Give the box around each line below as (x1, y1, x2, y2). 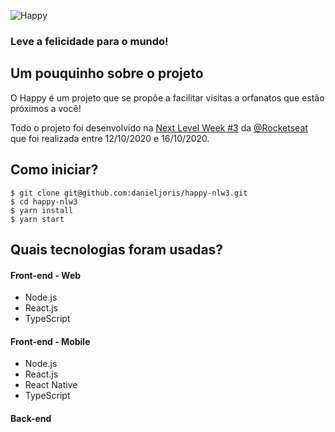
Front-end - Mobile (10, 335, 91, 347)
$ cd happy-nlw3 (10, 196, 78, 207)
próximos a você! (10, 102, 82, 114)
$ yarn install (10, 205, 74, 215)
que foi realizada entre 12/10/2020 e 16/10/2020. (10, 132, 210, 144)
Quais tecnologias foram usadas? (10, 241, 224, 258)
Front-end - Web (10, 269, 82, 281)
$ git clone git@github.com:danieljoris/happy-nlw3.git (10, 188, 248, 198)
